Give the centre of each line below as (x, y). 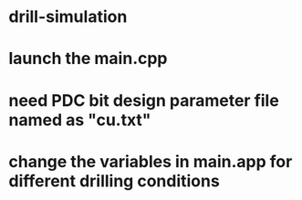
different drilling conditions (114, 181)
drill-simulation (68, 17)
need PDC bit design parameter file (144, 100)
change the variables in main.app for (151, 161)
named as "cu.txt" (80, 120)
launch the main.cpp (88, 59)
